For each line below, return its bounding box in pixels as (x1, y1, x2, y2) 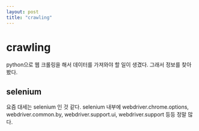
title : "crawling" (6, 14, 52, 21)
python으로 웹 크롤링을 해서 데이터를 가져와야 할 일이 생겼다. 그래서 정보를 (6, 61, 180, 68)
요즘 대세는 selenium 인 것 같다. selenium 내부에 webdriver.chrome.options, (6, 103, 189, 110)
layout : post (6, 8, 39, 15)
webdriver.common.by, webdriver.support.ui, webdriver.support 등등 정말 (6, 111, 187, 118)
